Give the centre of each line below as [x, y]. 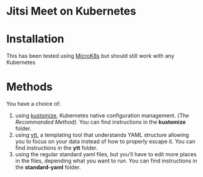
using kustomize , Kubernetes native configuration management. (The [102, 116]
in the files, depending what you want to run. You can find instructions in [106, 161]
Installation [35, 39]
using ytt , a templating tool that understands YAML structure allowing [102, 135]
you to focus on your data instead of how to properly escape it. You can [105, 142]
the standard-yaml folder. [48, 167]
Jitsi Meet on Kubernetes [71, 11]
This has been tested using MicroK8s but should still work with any [91, 56]
